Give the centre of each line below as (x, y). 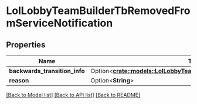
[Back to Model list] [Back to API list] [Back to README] (73, 95)
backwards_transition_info (47, 71)
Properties (26, 45)
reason (19, 80)
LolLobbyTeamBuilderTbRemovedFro (98, 11)
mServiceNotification (60, 23)
